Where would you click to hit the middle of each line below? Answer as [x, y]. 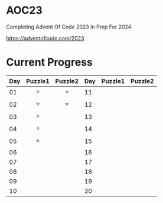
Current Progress [49, 62]
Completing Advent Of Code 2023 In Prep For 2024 [69, 27]
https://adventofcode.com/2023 [45, 38]
